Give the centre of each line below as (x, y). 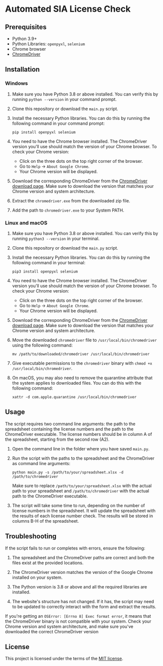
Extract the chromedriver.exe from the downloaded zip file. (71, 200)
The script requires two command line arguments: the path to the (70, 424)
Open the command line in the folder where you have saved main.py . (81, 449)
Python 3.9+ (25, 39)
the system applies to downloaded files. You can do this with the (77, 383)
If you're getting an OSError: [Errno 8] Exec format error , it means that (78, 616)
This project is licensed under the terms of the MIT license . (64, 659)
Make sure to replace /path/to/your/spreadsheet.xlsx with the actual (82, 486)
